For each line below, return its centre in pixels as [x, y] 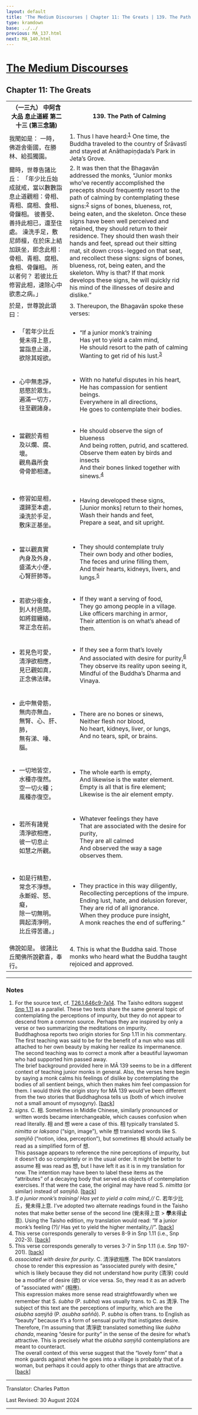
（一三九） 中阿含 [36, 108]
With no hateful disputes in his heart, [130, 379]
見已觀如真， [37, 670]
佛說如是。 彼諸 [31, 948]
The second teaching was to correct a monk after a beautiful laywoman [101, 1053]
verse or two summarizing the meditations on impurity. [81, 1028]
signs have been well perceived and [119, 221]
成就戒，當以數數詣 [36, 188]
